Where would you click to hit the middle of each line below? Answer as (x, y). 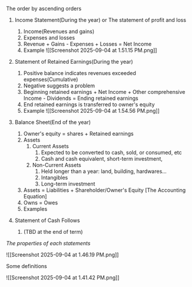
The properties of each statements (48, 243)
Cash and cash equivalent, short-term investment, (102, 159)
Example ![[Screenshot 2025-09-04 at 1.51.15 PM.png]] (90, 50)
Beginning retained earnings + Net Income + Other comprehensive (104, 92)
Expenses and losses (49, 37)
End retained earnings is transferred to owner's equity (89, 105)
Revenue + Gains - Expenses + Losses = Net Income (87, 44)
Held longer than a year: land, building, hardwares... (104, 171)
